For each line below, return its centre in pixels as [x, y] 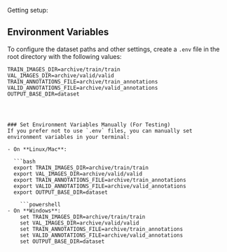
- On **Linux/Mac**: [37, 149]
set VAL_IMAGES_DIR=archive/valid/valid [80, 223]
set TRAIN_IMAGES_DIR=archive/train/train [83, 217]
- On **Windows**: [34, 211]
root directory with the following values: [64, 56]
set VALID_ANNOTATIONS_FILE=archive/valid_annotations [102, 235]
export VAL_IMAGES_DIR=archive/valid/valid [78, 174]
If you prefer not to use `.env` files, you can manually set [100, 131]
